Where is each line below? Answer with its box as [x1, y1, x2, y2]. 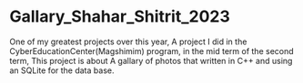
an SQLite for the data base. [9, 65, 115, 76]
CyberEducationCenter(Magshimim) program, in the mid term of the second [9, 45, 294, 56]
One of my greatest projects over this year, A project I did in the [9, 36, 247, 47]
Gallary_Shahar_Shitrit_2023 [9, 6, 230, 27]
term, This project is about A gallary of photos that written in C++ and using [9, 55, 293, 66]
